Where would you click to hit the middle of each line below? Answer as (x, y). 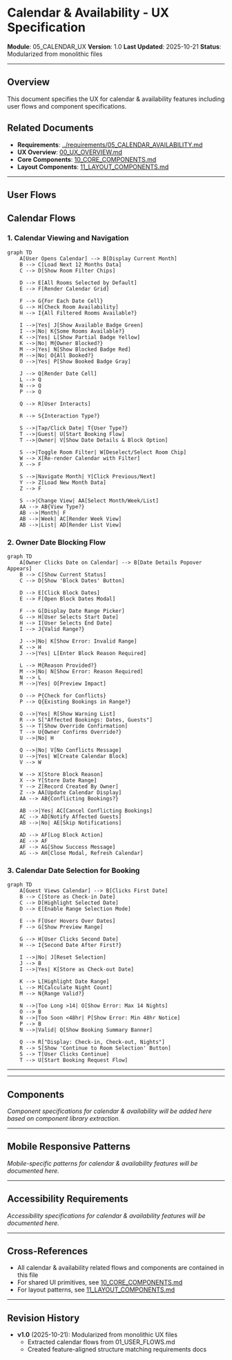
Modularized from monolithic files (55, 54)
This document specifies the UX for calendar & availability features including (116, 99)
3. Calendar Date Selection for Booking (74, 870)
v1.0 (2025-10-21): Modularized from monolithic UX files (97, 1335)
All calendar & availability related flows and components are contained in (120, 1268)
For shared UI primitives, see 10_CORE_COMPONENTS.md (100, 1283)
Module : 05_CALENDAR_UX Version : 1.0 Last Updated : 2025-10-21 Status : (114, 46)
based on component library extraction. (64, 1119)
